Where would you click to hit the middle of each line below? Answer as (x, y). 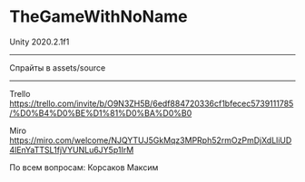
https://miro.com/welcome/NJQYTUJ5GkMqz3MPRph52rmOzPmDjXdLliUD (151, 140)
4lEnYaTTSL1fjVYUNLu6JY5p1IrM (72, 149)
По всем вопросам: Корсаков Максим (84, 167)
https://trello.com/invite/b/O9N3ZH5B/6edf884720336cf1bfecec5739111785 (152, 103)
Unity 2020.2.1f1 (39, 42)
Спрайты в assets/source (58, 67)
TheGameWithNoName (98, 17)
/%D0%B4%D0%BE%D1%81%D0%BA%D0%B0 (101, 113)
